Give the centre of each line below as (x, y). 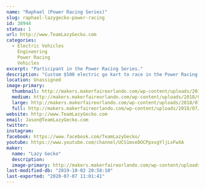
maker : (15, 148)
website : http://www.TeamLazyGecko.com (57, 114)
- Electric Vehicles (38, 46)
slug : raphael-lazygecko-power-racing (56, 18)
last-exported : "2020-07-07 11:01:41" (56, 177)
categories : (21, 40)
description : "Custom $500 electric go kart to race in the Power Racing (102, 74)
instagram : (20, 131)
